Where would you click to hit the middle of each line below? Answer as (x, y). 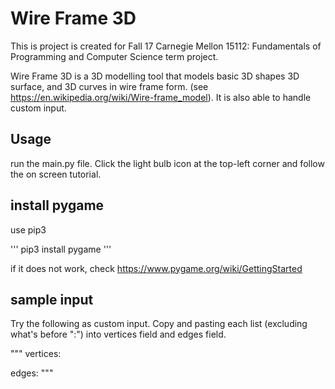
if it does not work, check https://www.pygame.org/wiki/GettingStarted (156, 268)
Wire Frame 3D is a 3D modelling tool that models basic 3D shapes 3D (155, 76)
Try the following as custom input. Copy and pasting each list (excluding (159, 324)
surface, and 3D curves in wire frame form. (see (109, 86)
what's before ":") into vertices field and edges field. (118, 334)
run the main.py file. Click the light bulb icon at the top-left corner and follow (167, 163)
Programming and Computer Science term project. (114, 56)
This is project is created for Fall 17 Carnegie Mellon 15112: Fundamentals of (166, 46)
